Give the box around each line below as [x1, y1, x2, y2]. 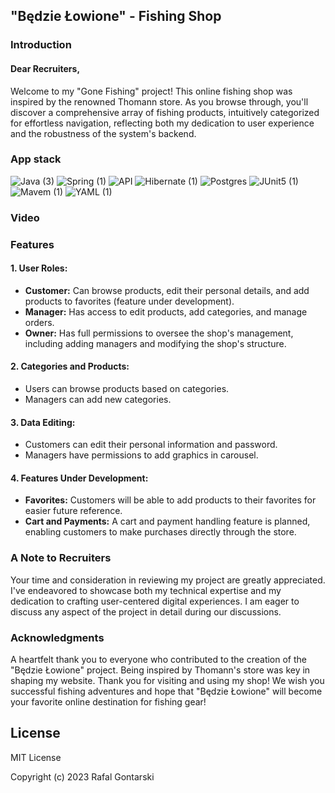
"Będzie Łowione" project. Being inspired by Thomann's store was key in [10, 664, 311, 676]
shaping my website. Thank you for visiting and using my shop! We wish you [10, 675, 325, 687]
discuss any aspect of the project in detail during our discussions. [10, 605, 282, 618]
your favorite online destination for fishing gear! [10, 696, 207, 708]
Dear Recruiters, [10, 62, 81, 74]
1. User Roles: [10, 262, 68, 274]
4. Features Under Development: [10, 472, 149, 484]
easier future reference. [24, 505, 123, 517]
